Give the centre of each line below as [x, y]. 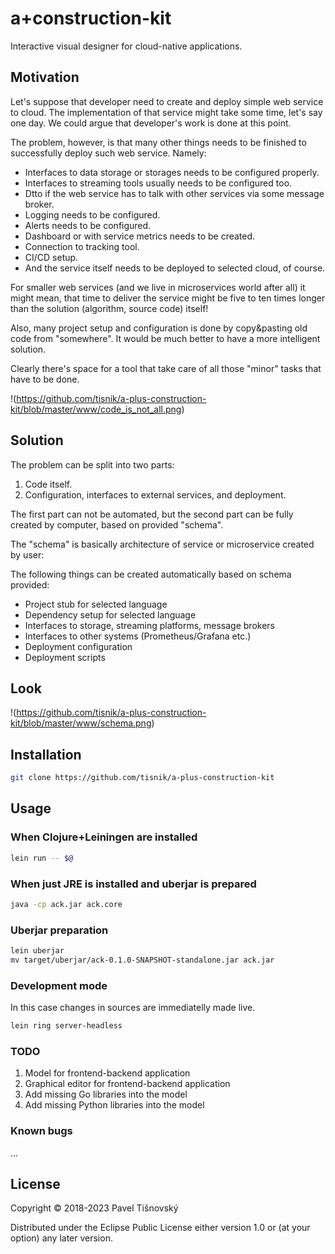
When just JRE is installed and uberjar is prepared [133, 884]
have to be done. [45, 379]
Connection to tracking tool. [82, 246]
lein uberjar [37, 951]
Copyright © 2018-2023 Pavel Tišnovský [94, 1208]
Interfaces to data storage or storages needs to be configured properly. [172, 172]
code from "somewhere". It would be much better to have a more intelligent [165, 338]
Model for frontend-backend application [107, 1073]
